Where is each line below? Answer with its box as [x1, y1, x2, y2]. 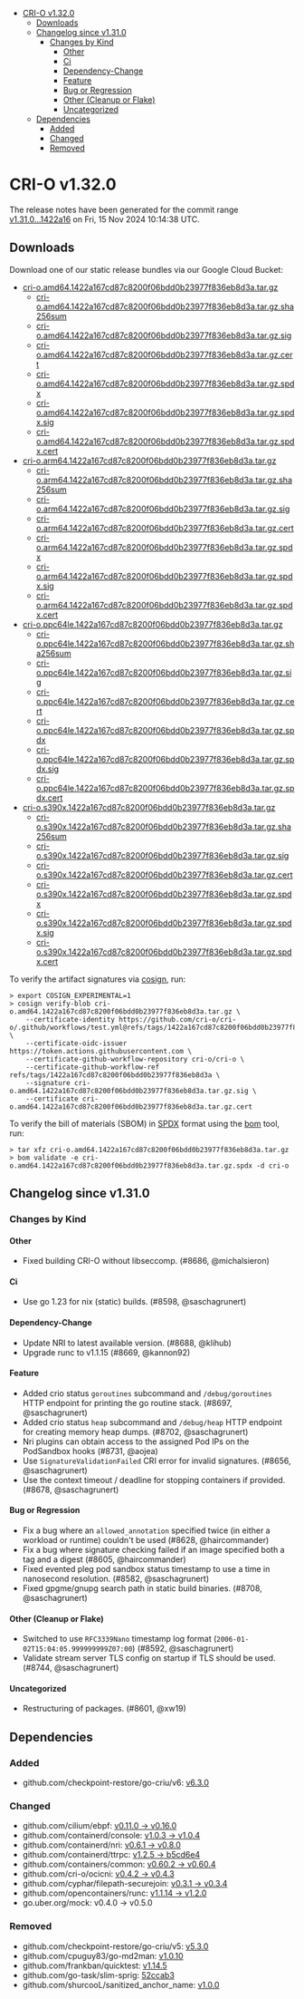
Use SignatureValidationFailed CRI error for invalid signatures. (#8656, [22, 1455, 291, 1466]
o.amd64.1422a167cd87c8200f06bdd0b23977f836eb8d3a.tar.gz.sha [35, 301, 294, 312]
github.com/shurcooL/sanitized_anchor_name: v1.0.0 [22, 1979, 220, 1990]
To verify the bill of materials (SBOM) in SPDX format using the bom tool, [9, 1118, 280, 1129]
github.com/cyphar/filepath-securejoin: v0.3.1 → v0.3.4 [22, 1878, 228, 1889]
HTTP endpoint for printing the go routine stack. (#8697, [22, 1397, 233, 1408]
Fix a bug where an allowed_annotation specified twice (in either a [22, 1525, 271, 1536]
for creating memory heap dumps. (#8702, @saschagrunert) [22, 1426, 249, 1437]
